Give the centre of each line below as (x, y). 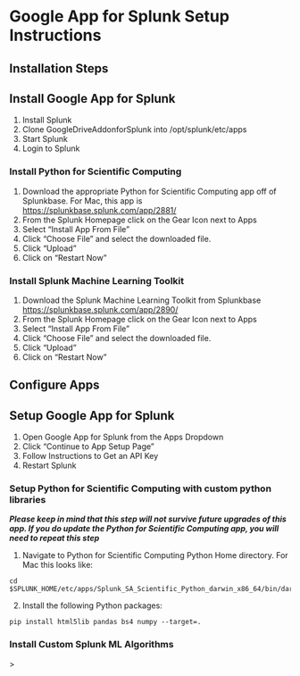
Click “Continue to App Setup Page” (88, 446)
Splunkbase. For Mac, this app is (82, 200)
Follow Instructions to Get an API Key (90, 456)
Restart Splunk (49, 465)
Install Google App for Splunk (92, 99)
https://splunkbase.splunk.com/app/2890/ (100, 309)
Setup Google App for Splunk (92, 416)
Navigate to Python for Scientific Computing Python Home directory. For (155, 555)
